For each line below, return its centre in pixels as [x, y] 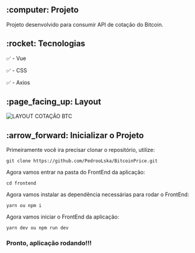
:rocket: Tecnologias [46, 44]
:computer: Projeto [43, 10]
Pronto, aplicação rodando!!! [49, 243]
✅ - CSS [17, 70]
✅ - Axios [18, 82]
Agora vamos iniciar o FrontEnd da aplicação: [63, 217]
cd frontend [21, 183]
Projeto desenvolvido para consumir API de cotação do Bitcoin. [85, 24]
